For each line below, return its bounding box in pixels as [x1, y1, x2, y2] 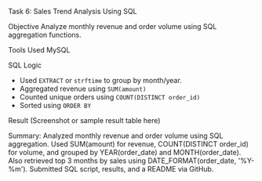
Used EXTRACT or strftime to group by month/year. [19, 76, 182, 85]
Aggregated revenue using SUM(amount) [19, 84, 147, 93]
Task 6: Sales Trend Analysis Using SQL [8, 7, 137, 16]
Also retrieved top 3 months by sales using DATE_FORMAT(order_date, [8, 156, 237, 165]
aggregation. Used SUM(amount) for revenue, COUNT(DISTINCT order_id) [8, 139, 249, 148]
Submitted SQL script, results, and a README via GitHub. [29, 165, 214, 173]
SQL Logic [8, 60, 42, 70]
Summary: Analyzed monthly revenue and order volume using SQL [8, 131, 224, 140]
